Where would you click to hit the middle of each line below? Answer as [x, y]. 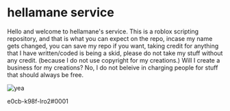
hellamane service [61, 13]
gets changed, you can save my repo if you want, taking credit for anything [113, 46]
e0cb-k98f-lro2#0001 [38, 101]
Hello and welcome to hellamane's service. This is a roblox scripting [103, 31]
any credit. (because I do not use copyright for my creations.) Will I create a [114, 60]
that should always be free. [46, 75]
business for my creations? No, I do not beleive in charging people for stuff [113, 67]
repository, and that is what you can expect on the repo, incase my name [110, 38]
